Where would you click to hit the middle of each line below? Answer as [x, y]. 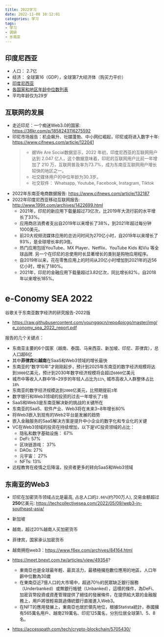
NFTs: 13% [30, 462]
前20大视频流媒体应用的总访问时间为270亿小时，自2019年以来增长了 [89, 235]
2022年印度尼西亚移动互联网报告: [46, 199]
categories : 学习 [22, 19]
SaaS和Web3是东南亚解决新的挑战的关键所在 [58, 403]
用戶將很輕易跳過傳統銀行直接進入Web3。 [75, 601]
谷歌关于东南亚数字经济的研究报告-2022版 [48, 313]
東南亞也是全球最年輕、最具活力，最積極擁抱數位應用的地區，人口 [86, 570]
